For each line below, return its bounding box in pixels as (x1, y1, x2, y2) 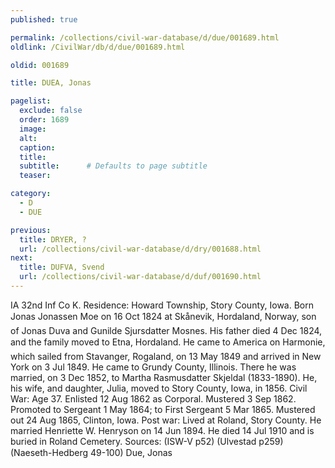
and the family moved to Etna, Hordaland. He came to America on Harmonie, (10, 336, 326, 348)
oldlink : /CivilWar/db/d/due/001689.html (10, 42, 186, 52)
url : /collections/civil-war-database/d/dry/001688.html (19, 244, 262, 254)
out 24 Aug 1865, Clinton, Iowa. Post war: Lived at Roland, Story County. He (10, 414, 322, 426)
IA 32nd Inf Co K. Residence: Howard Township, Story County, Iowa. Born (10, 299, 314, 311)
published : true (10, 14, 78, 25)
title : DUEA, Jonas (10, 78, 92, 88)
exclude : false (19, 106, 83, 116)
